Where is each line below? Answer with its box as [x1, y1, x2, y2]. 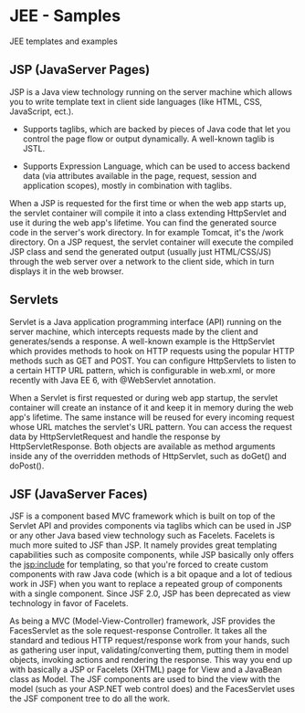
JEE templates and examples [9, 36, 119, 47]
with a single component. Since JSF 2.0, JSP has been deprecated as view [9, 588, 290, 599]
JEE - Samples [9, 5, 121, 26]
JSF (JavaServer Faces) [9, 486, 149, 502]
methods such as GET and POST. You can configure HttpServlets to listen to [9, 355, 297, 366]
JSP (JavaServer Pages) [9, 62, 151, 78]
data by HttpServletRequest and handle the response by [9, 431, 221, 442]
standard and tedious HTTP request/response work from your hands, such [9, 635, 290, 646]
